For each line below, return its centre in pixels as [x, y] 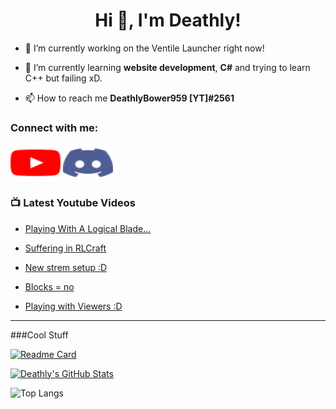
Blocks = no [49, 286]
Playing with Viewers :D [73, 306]
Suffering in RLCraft [65, 248]
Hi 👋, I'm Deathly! [168, 20]
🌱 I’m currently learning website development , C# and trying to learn [167, 67]
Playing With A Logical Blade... [88, 228]
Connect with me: [54, 127]
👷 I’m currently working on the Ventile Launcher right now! [144, 48]
